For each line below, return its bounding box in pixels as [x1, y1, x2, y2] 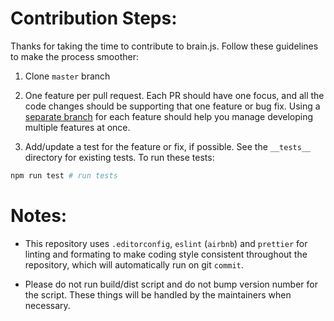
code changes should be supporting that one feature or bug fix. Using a [24, 100, 321, 112]
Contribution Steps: [10, 7, 178, 30]
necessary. [24, 299, 71, 311]
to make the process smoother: [10, 50, 139, 62]
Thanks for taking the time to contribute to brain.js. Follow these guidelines [10, 40, 319, 52]
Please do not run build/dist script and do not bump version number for [24, 278, 318, 290]
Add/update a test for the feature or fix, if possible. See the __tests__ [24, 140, 312, 152]
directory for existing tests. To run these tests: [24, 151, 215, 163]
